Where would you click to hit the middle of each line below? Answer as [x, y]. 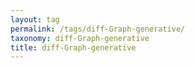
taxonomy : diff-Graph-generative [80, 38]
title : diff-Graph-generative [73, 47]
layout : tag [35, 19]
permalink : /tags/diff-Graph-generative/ [98, 29]
